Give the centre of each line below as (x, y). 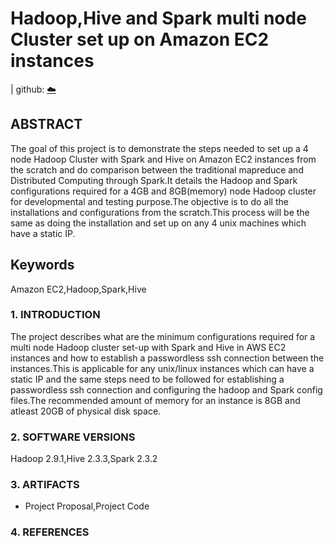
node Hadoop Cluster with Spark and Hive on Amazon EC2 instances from (163, 159)
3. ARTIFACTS (45, 485)
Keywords (42, 265)
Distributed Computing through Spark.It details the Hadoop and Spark (154, 180)
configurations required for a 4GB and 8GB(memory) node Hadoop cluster (163, 191)
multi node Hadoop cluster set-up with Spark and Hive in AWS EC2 (148, 347)
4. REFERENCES (50, 532)
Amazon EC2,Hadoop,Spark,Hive (78, 289)
